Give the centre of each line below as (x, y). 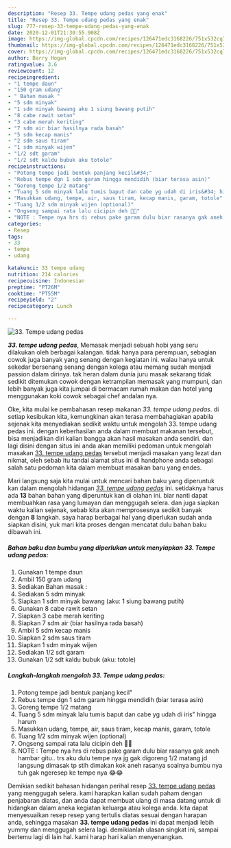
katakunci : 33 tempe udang (46, 268)
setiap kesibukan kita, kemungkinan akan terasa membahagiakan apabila (111, 416)
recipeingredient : (34, 77)
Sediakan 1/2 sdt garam (51, 652)
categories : (25, 223)
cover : (17, 52)
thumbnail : (23, 45)
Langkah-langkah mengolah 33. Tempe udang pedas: (86, 675)
